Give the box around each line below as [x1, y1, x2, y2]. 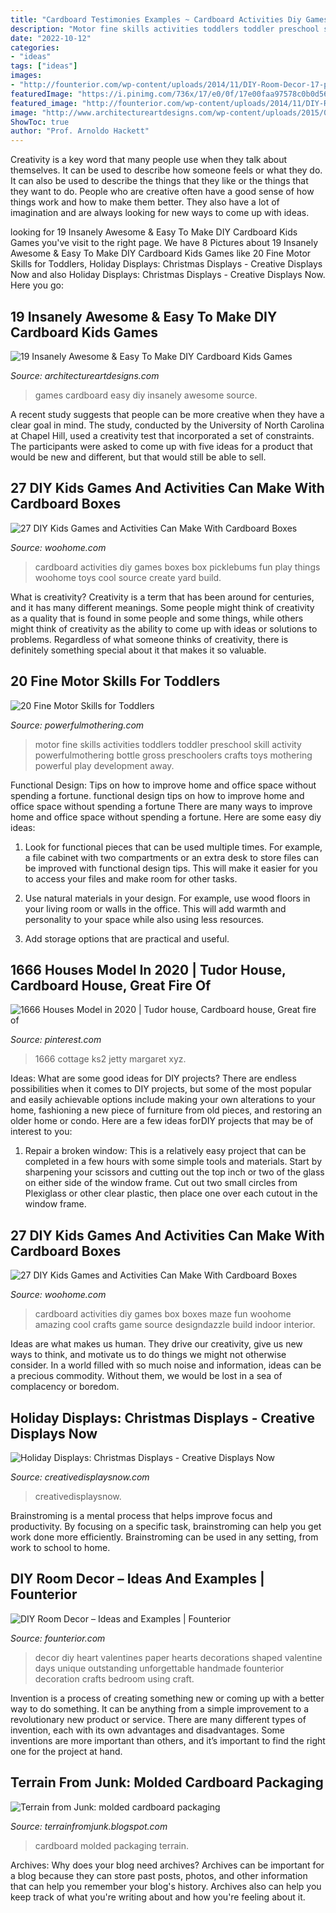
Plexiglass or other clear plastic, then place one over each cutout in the [24, 1187, 318, 1200]
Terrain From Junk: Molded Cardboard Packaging [10, 1774, 324, 1791]
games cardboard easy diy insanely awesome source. [34, 389, 258, 401]
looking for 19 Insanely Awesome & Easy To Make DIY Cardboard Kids [10, 226, 298, 238]
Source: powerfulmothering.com [10, 719, 145, 731]
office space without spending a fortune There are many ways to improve [10, 800, 313, 812]
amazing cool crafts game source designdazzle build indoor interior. [34, 1319, 316, 1331]
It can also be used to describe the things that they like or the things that [10, 175, 309, 187]
